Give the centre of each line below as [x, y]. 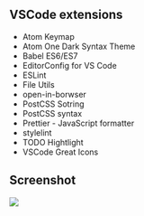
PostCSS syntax [52, 113]
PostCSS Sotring [53, 104]
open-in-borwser [54, 94]
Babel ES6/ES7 [50, 56]
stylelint [37, 132]
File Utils [39, 84]
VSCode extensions [66, 15]
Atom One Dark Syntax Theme [79, 46]
